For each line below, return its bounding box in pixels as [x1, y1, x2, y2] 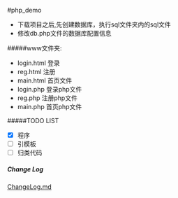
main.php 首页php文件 [17, 103, 82, 111]
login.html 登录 [17, 59, 61, 67]
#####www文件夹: [7, 44, 62, 52]
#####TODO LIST [7, 117, 59, 125]
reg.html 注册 [17, 68, 56, 76]
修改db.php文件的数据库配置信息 [17, 29, 112, 37]
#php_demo [7, 6, 42, 14]
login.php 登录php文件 [17, 85, 82, 93]
